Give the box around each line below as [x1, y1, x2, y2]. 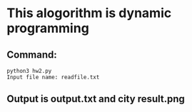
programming [6, 20, 90, 36]
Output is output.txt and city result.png [6, 93, 185, 105]
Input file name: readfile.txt [6, 73, 100, 81]
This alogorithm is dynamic [6, 5, 172, 21]
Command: [6, 49, 58, 61]
